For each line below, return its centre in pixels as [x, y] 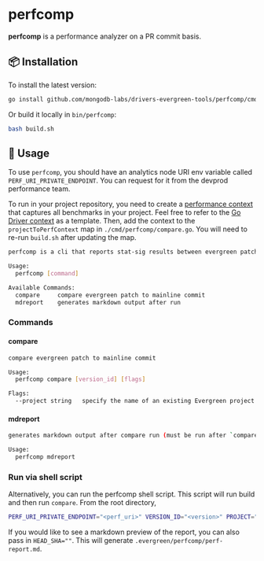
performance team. [39, 189]
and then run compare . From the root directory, [82, 503]
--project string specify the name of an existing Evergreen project [135, 401]
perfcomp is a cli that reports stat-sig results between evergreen [123, 252]
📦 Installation [43, 62]
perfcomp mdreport [46, 457]
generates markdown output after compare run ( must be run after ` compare [133, 436]
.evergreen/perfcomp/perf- [179, 541]
